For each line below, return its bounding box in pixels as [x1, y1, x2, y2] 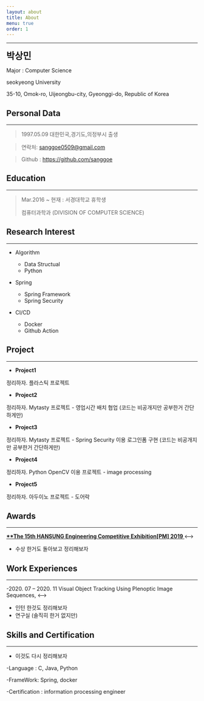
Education [6, 173, 46, 184]
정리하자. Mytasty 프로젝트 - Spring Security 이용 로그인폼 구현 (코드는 [6, 436, 177, 443]
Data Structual [24, 260, 61, 268]
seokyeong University [6, 78, 61, 86]
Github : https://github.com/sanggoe [21, 156, 113, 163]
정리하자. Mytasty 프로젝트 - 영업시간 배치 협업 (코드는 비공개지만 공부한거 [6, 404, 183, 411]
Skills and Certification [6, 630, 95, 640]
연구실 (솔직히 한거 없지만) [15, 612, 78, 619]
